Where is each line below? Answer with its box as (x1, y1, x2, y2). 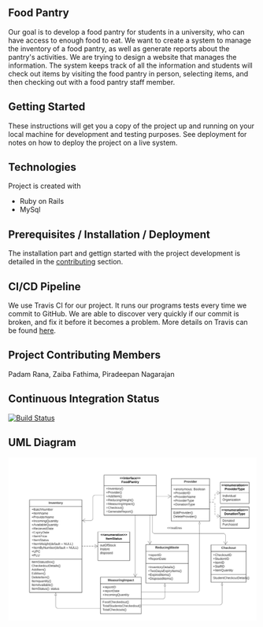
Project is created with (8, 181, 81, 191)
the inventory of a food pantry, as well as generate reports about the (8, 43, 230, 53)
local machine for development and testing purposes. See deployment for (8, 129, 247, 138)
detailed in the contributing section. (8, 257, 124, 267)
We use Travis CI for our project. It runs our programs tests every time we (8, 301, 247, 310)
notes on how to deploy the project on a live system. (8, 138, 178, 147)
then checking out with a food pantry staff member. (8, 77, 176, 87)
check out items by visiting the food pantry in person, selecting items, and (8, 68, 249, 78)
